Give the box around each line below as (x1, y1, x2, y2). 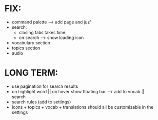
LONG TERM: (4, 67, 59, 79)
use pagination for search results (11, 83, 79, 89)
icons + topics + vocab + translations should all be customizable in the (11, 104, 154, 110)
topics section (11, 45, 40, 51)
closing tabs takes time (19, 29, 66, 35)
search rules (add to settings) (11, 99, 71, 105)
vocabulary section (11, 40, 51, 45)
